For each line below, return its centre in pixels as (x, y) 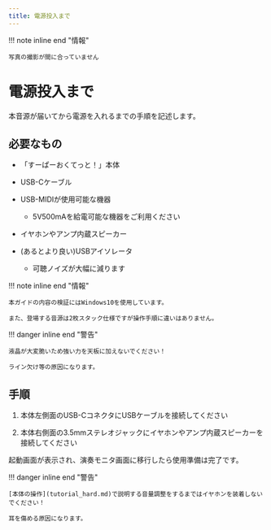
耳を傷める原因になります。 (48, 519)
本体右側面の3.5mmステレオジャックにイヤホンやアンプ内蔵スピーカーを (142, 432)
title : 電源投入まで (39, 16)
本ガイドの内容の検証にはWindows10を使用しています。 (88, 303)
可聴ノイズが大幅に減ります (79, 268)
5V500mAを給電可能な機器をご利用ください (106, 217)
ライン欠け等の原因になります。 (54, 367)
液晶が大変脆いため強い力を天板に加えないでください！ (87, 352)
